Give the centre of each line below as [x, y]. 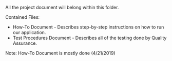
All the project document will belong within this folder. [62, 7]
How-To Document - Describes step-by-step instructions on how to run [88, 27]
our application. [29, 32]
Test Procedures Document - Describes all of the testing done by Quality [90, 38]
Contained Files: [23, 17]
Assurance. [25, 43]
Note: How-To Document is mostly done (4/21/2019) [60, 53]
